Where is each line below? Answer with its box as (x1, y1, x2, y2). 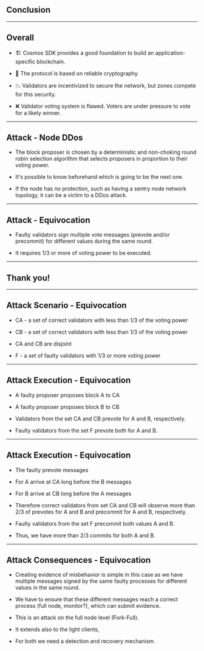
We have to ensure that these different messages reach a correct (15, 596, 178, 603)
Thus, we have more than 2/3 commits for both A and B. (15, 532, 156, 539)
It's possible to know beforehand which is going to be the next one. (15, 173, 184, 181)
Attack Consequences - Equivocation (6, 555, 151, 565)
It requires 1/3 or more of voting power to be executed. (15, 249, 152, 257)
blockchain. (36, 58, 66, 65)
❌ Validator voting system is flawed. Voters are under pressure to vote (15, 102, 191, 110)
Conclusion (6, 5, 51, 15)
